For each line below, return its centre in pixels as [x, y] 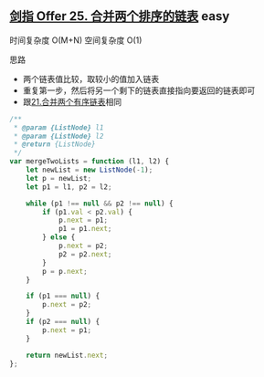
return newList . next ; [67, 355]
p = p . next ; [65, 271]
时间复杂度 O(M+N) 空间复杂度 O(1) [76, 40]
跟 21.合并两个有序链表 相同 [72, 101]
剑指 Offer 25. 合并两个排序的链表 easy [120, 16]
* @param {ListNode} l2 [58, 136]
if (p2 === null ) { [63, 322]
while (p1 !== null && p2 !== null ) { [100, 204]
